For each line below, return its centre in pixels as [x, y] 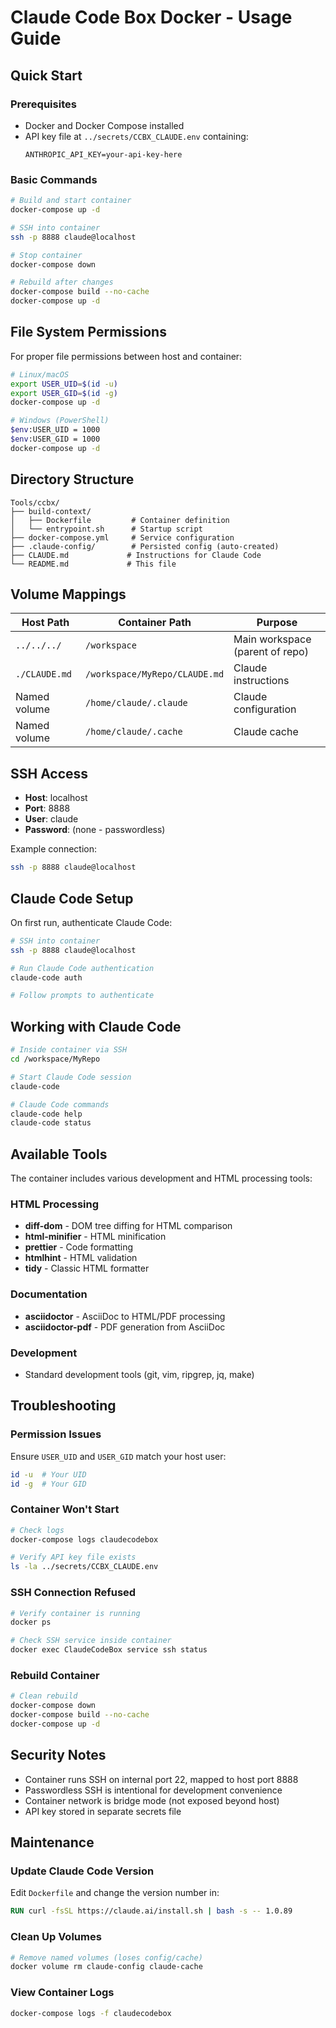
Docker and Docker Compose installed [104, 125]
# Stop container [46, 255]
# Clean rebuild [44, 1696]
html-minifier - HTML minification [95, 1237]
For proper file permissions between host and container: [126, 356]
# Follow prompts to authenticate [82, 996]
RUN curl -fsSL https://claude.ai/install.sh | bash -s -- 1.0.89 [151, 1911]
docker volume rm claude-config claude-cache [106, 1967]
